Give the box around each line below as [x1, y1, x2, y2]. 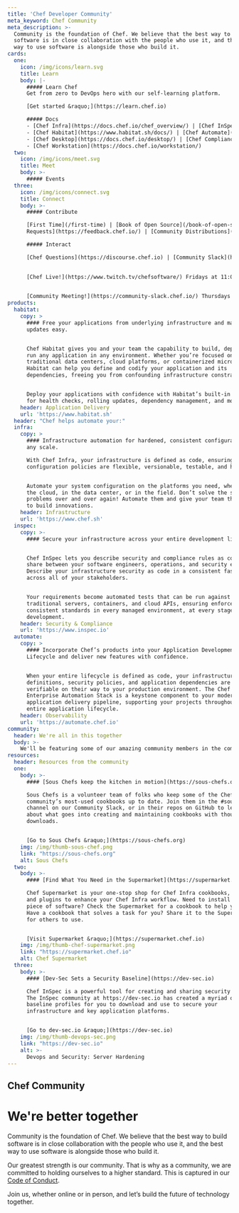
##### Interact [26, 241, 72, 248]
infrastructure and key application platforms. [26, 1008, 171, 1015]
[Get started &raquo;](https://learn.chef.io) [26, 103, 167, 111]
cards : [7, 51, 27, 58]
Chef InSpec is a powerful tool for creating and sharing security [26, 988, 231, 995]
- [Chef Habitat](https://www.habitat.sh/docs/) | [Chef [26, 129, 199, 136]
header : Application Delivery [20, 404, 110, 411]
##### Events [26, 175, 65, 183]
